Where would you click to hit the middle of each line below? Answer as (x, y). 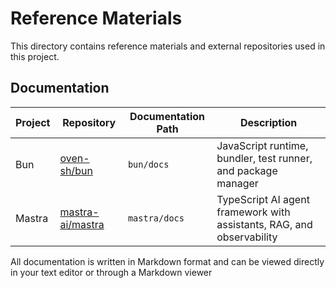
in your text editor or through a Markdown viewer (111, 272)
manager (237, 183)
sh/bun (76, 170)
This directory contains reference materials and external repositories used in (168, 46)
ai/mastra (82, 224)
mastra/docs (156, 218)
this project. (35, 56)
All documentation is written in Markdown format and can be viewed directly (167, 261)
